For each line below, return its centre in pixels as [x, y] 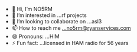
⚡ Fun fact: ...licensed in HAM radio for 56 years [70, 43]
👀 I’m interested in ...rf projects [49, 15]
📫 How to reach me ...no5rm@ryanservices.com [71, 28]
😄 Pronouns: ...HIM [36, 36]
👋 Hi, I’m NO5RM [32, 9]
